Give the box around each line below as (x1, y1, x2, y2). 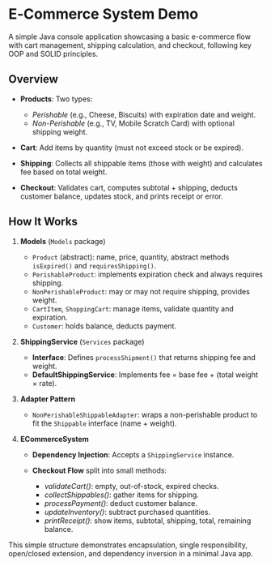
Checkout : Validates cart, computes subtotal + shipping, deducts (19, 182, 239, 192)
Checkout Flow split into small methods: (32, 465, 167, 475)
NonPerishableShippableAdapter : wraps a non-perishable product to (32, 409, 258, 419)
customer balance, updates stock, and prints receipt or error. (19, 191, 224, 201)
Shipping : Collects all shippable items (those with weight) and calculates (19, 158, 263, 168)
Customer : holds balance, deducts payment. (32, 321, 176, 331)
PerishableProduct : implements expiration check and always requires (32, 269, 263, 279)
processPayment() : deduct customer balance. (44, 498, 198, 508)
